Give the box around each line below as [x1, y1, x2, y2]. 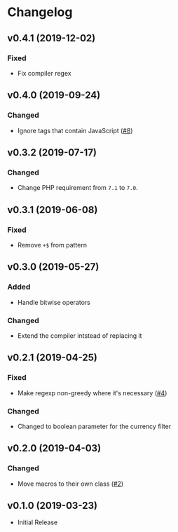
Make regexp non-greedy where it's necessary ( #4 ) [17, 388, 167, 397]
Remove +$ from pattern [17, 240, 88, 249]
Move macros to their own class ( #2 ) [17, 479, 124, 488]
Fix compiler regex [17, 69, 71, 77]
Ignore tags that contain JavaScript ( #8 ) [17, 126, 133, 135]
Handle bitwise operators [17, 298, 91, 306]
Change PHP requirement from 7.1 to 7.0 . [17, 184, 138, 192]
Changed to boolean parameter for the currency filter [17, 422, 172, 430]
